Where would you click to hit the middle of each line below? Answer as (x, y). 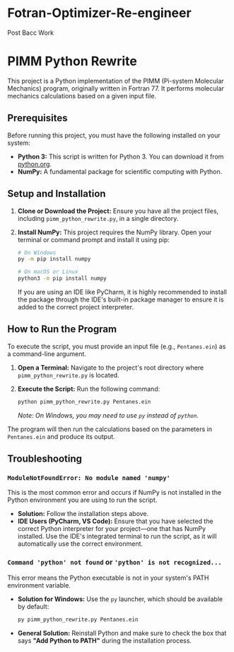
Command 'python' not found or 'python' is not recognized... (115, 562)
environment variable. (39, 585)
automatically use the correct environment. (80, 544)
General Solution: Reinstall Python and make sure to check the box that (122, 633)
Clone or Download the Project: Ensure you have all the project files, (118, 211)
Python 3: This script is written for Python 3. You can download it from (121, 156)
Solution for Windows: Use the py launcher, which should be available (120, 599)
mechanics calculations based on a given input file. (82, 96)
